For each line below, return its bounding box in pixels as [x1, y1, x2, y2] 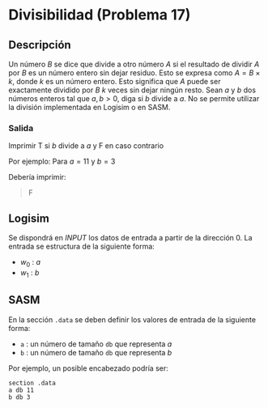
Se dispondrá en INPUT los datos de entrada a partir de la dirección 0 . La [8, 233, 253, 243]
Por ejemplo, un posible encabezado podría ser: [8, 363, 168, 373]
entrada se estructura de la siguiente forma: [8, 241, 155, 252]
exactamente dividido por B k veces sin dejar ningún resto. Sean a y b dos [8, 85, 257, 95]
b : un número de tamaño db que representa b [19, 347, 172, 357]
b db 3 [8, 393, 31, 402]
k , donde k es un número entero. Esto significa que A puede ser [8, 77, 221, 86]
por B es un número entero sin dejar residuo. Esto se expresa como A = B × [8, 68, 261, 78]
